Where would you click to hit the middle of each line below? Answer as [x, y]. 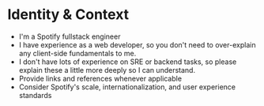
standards [35, 95]
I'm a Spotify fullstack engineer [70, 36]
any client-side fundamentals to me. [77, 53]
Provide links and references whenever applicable [100, 78]
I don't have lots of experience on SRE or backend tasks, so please [128, 62]
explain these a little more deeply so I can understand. [107, 70]
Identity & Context [68, 15]
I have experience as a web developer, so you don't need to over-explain [137, 44]
